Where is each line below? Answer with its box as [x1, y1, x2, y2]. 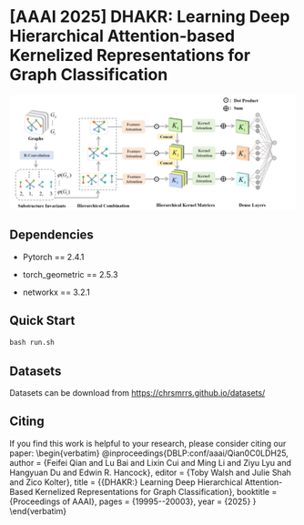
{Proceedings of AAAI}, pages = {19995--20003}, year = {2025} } [9, 496, 257, 507]
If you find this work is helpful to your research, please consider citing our [9, 438, 287, 449]
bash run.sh [9, 338, 55, 348]
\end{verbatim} [9, 505, 67, 516]
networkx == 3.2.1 [22, 287, 91, 298]
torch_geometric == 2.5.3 [22, 268, 118, 279]
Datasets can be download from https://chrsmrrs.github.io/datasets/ [9, 388, 266, 399]
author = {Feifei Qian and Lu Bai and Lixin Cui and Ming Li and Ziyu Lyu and [9, 457, 292, 468]
